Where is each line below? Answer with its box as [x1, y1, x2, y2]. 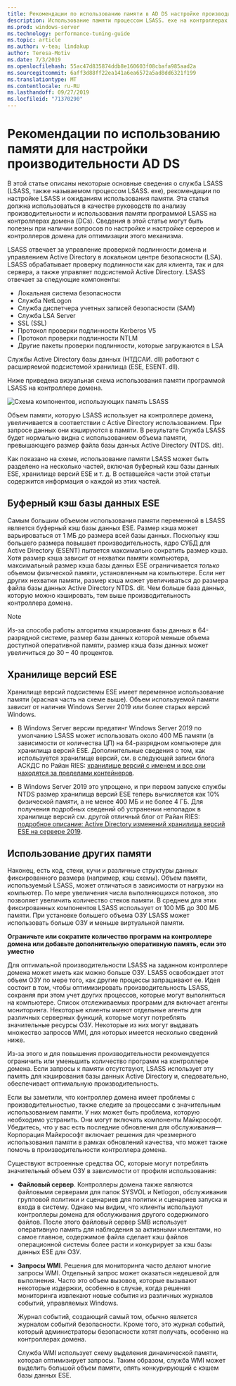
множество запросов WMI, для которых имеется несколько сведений [7, 1029, 218, 1037]
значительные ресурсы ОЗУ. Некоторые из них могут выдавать [7, 1021, 199, 1029]
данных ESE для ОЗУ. [17, 1248, 82, 1256]
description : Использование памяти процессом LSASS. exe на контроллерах [7, 17, 228, 24]
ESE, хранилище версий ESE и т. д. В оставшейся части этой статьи [7, 470, 211, 478]
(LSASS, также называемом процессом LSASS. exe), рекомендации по [7, 186, 221, 195]
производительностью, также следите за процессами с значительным [7, 1100, 221, 1109]
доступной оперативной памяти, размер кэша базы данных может [7, 641, 209, 649]
